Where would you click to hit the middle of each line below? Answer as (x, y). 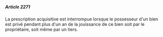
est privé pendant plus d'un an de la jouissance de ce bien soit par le (75, 24)
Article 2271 (18, 7)
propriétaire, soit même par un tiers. (42, 29)
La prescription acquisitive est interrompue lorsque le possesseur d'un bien (82, 19)
